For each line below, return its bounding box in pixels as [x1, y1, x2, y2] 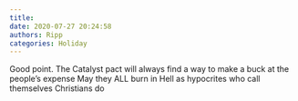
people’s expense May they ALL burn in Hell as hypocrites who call [9, 74, 261, 85]
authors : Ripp [9, 30, 64, 39]
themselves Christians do [9, 83, 105, 94]
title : [9, 13, 35, 23]
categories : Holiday [9, 38, 88, 48]
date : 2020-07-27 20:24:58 [9, 22, 112, 31]
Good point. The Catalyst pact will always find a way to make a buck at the [9, 64, 290, 75]
